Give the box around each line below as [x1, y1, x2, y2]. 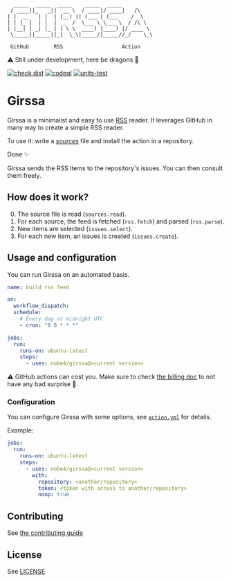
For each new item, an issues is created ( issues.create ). [17, 232, 178, 240]
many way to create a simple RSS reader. [7, 123, 124, 131]
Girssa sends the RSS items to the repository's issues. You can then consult [7, 164, 223, 172]
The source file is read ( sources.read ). [17, 210, 127, 218]
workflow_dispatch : [13, 302, 70, 309]
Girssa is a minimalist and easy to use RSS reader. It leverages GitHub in [7, 116, 213, 124]
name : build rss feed [7, 284, 70, 291]
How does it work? [7, 192, 89, 203]
